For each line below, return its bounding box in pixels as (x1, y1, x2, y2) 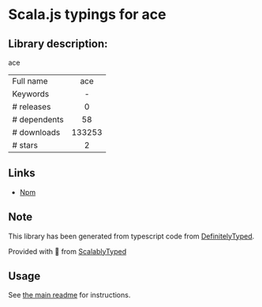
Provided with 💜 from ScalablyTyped (8, 246, 127, 256)
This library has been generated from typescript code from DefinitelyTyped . (8, 231, 255, 241)
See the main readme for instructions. (8, 290, 131, 300)
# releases (12, 101, 51, 112)
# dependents (12, 114, 65, 125)
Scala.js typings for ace (8, 6, 167, 24)
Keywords (12, 88, 50, 99)
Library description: (8, 37, 108, 51)
